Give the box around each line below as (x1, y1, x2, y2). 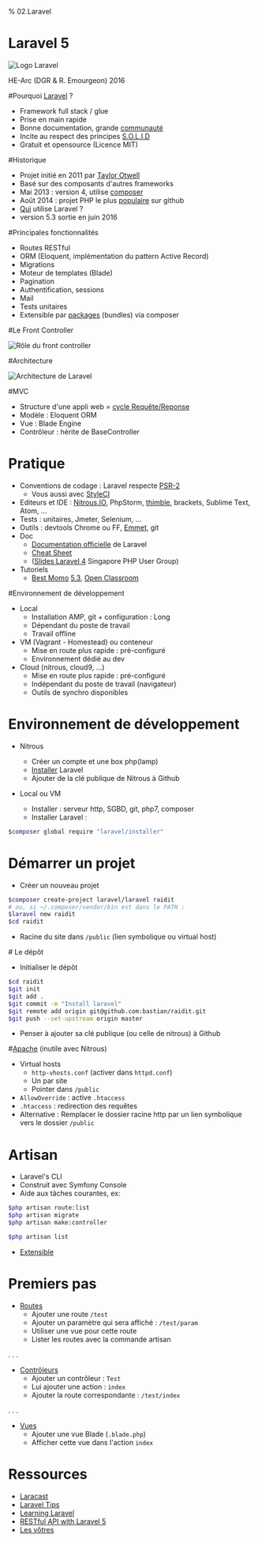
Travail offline (31, 628, 77, 638)
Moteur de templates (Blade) (19, 268, 113, 277)
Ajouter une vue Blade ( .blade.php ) (31, 1429, 146, 1439)
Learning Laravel (19, 1508, 75, 1518)
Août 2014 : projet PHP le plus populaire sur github (19, 195, 185, 204)
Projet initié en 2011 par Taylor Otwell (19, 170, 140, 180)
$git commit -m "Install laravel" (8, 1000, 122, 1007)
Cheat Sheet (31, 548, 73, 557)
